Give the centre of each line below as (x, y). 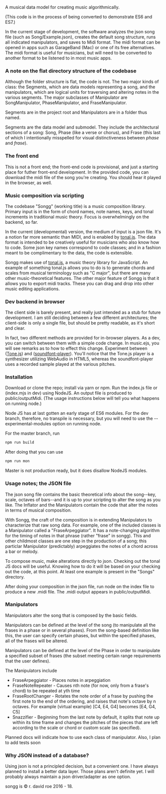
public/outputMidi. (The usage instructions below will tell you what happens (82, 398)
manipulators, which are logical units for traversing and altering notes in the (82, 92)
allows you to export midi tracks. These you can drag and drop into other (80, 283)
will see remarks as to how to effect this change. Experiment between (76, 348)
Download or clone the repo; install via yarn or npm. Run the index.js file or (81, 388)
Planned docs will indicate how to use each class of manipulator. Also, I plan (83, 737)
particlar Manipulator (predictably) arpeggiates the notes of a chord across (82, 546)
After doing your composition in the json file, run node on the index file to (80, 586)
